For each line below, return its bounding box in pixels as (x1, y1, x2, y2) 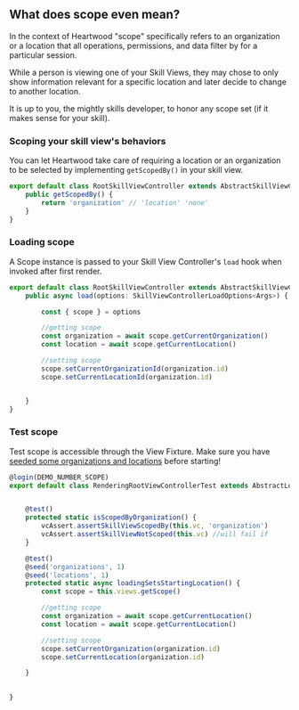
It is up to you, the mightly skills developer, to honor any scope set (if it (9, 102, 269, 114)
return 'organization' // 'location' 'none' (41, 198, 209, 208)
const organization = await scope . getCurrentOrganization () (41, 331, 269, 341)
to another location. (9, 86, 81, 96)
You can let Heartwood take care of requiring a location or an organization (9, 155, 281, 166)
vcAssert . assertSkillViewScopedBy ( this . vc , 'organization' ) (41, 521, 269, 531)
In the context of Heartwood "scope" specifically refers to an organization (9, 30, 280, 41)
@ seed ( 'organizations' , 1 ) (25, 562, 125, 571)
